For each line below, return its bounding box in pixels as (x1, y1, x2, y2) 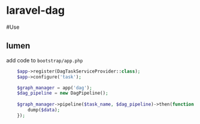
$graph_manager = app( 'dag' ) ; (17, 84, 93, 90)
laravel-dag (6, 4, 65, 17)
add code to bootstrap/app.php (6, 56, 83, 63)
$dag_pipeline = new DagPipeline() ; (17, 90, 109, 96)
